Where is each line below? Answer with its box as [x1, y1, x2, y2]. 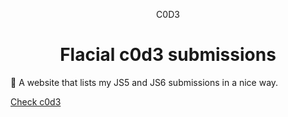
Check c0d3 [10, 95, 62, 108]
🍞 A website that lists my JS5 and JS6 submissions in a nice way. [10, 76, 279, 88]
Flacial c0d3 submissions [59, 44, 277, 66]
